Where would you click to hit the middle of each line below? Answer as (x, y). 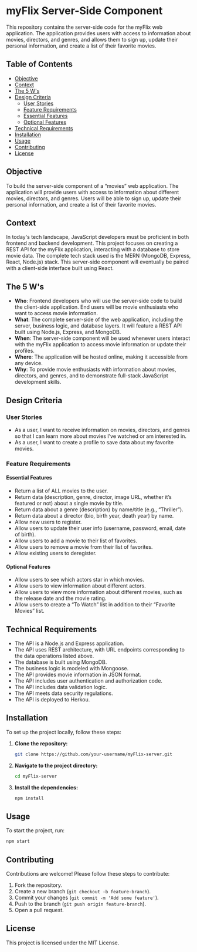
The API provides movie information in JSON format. (78, 675)
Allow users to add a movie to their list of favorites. (76, 541)
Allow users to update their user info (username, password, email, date (100, 528)
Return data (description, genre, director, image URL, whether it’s (93, 497)
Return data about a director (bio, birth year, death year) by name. (94, 516)
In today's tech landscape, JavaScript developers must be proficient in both (98, 237)
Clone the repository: (41, 743)
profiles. (25, 351)
